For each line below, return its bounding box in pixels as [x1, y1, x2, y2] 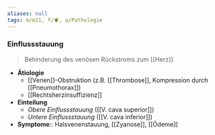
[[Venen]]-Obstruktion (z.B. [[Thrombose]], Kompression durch [27, 75, 209, 84]
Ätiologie [17, 69, 44, 77]
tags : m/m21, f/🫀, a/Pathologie [7, 17, 103, 24]
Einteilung [17, 98, 48, 106]
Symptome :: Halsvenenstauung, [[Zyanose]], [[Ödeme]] [17, 120, 178, 128]
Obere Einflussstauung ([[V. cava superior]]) [27, 105, 155, 114]
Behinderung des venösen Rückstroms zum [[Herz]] [24, 55, 173, 63]
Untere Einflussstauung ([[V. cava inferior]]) [27, 112, 153, 121]
